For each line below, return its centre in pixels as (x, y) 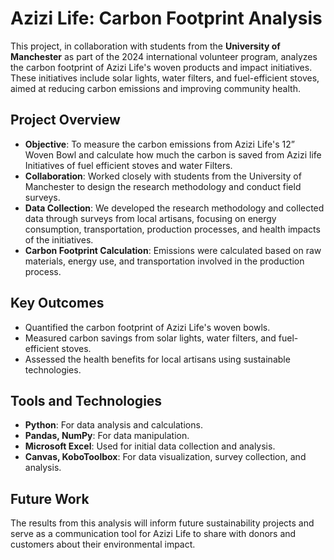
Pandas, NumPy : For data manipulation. (107, 436)
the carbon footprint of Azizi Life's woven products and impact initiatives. (161, 67)
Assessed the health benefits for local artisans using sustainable (157, 359)
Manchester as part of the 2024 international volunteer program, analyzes (164, 56)
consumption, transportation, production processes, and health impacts (172, 229)
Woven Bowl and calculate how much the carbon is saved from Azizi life (173, 154)
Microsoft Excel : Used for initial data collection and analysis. (150, 446)
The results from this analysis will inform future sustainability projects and (162, 523)
